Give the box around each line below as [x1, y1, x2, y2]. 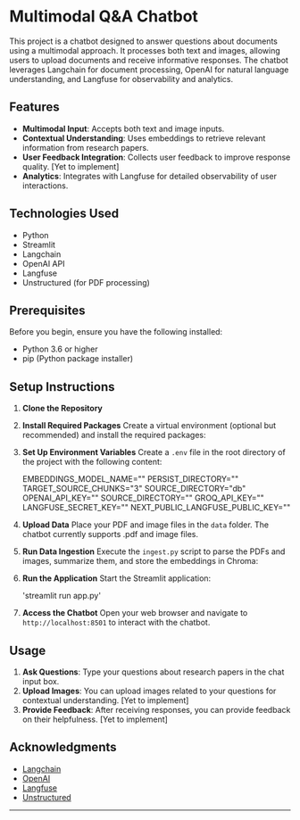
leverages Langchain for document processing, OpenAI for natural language [9, 64, 289, 75]
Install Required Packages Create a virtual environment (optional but [21, 420, 277, 431]
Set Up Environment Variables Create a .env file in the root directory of [21, 447, 286, 458]
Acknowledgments [9, 740, 118, 755]
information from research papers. [21, 142, 149, 153]
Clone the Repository [21, 403, 103, 414]
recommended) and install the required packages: [21, 430, 207, 441]
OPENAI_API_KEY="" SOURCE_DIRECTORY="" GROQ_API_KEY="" [21, 493, 265, 503]
